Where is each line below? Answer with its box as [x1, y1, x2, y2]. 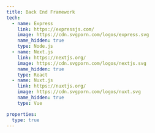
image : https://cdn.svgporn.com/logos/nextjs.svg [17, 60, 147, 66]
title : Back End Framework [6, 9, 75, 15]
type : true [12, 117, 40, 123]
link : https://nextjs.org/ [17, 55, 86, 61]
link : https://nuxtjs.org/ [17, 83, 86, 89]
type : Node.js [17, 44, 53, 50]
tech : [6, 15, 20, 21]
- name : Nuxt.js [12, 77, 53, 83]
